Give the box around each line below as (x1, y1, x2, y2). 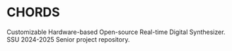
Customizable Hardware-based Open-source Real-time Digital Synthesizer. (6, 28, 226, 36)
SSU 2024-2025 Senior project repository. (6, 35, 130, 43)
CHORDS (6, 4, 61, 21)
